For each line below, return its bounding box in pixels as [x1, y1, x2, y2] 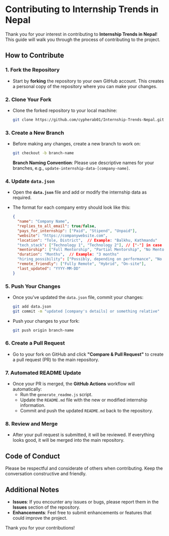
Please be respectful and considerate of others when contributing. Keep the [5, 465, 163, 472]
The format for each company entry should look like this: [12, 204, 131, 211]
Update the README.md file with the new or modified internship [20, 397, 148, 403]
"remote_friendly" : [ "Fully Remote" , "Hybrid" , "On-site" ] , [17, 261, 146, 266]
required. [12, 195, 32, 201]
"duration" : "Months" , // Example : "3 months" [17, 252, 120, 257]
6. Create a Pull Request [5, 339, 65, 347]
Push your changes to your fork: [12, 318, 80, 324]
